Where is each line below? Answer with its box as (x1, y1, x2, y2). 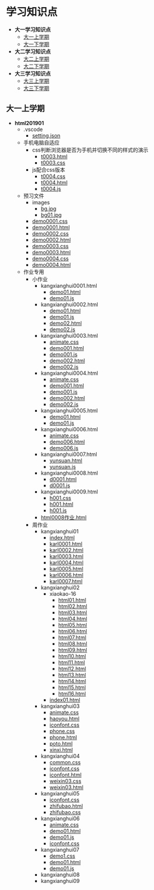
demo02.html (49, 320, 82, 327)
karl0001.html (49, 540, 83, 547)
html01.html (58, 596, 87, 603)
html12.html (58, 665, 87, 672)
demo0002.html (32, 236, 71, 243)
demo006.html (49, 438, 85, 445)
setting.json (32, 132, 60, 139)
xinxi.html (49, 746, 73, 753)
